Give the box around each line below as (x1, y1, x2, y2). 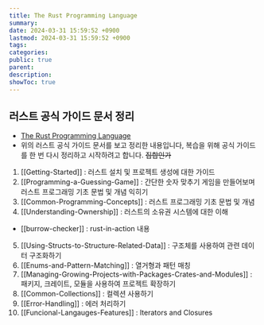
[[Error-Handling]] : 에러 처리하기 (20, 299, 126, 308)
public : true (9, 56, 52, 64)
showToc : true (9, 78, 56, 86)
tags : (9, 41, 27, 49)
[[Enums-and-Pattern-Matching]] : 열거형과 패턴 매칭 (20, 261, 191, 270)
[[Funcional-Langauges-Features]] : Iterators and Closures (20, 308, 213, 318)
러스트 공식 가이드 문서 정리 (9, 109, 134, 123)
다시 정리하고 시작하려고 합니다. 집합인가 (45, 150, 172, 160)
